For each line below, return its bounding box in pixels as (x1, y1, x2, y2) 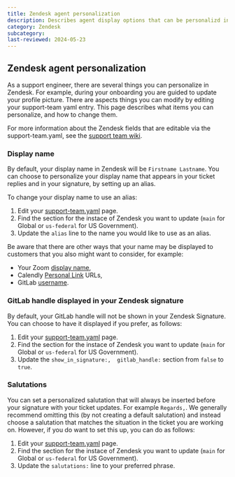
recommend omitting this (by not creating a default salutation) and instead (7, 411, 222, 419)
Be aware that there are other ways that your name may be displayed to (7, 243, 213, 251)
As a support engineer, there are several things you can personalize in (7, 80, 209, 89)
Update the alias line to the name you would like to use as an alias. (17, 229, 211, 238)
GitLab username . (17, 278, 69, 287)
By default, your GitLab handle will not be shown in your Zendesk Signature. (7, 312, 226, 320)
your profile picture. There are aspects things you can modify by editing (7, 95, 215, 104)
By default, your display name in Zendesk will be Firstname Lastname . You (7, 165, 220, 173)
